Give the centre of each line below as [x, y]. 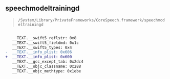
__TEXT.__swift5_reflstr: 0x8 [44, 38]
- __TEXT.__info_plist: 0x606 [39, 52]
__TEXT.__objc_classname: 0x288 [47, 67]
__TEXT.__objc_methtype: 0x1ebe [47, 71]
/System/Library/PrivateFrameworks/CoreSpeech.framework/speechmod [91, 20]
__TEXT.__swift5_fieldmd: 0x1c [46, 43]
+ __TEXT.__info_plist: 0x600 [39, 57]
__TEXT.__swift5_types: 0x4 [42, 47]
